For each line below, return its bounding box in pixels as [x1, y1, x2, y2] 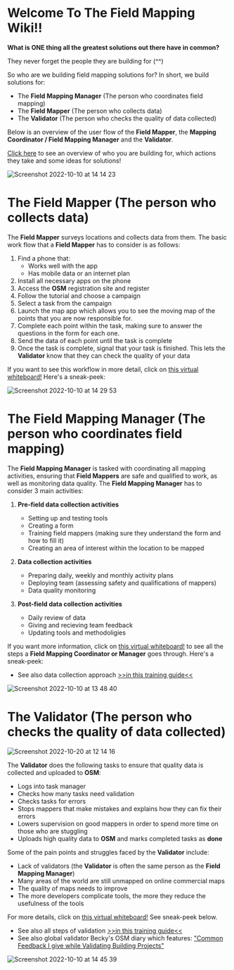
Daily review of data [27, 613, 86, 621]
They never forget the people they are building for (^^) [7, 56, 164, 65]
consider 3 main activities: [7, 486, 84, 495]
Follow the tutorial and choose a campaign [17, 291, 141, 300]
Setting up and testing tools [27, 514, 108, 522]
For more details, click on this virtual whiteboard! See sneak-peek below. [7, 912, 218, 921]
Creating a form [27, 521, 74, 530]
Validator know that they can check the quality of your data [17, 351, 190, 360]
